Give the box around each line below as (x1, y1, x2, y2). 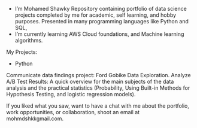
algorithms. (14, 37, 43, 44)
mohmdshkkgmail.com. (6, 115, 64, 122)
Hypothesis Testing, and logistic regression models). (6, 91, 136, 97)
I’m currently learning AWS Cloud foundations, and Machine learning (14, 31, 184, 38)
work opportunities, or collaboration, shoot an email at (6, 109, 140, 115)
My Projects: (6, 48, 38, 56)
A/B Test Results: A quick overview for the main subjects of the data (6, 78, 174, 85)
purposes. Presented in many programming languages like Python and (14, 18, 189, 25)
